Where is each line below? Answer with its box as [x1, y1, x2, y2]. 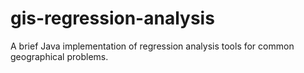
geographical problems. [10, 50, 109, 62]
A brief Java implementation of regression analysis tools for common [10, 40, 295, 52]
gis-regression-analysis [10, 7, 215, 30]
